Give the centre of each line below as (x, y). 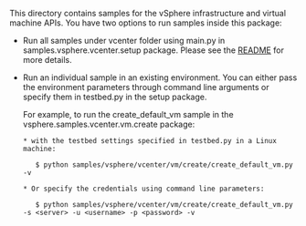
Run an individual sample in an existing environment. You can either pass (160, 77)
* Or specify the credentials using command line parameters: (143, 189)
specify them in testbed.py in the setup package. (115, 97)
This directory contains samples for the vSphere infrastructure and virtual (148, 13)
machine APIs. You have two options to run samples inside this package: (146, 23)
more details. (47, 60)
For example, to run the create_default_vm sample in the (128, 114)
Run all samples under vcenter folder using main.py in (124, 41)
